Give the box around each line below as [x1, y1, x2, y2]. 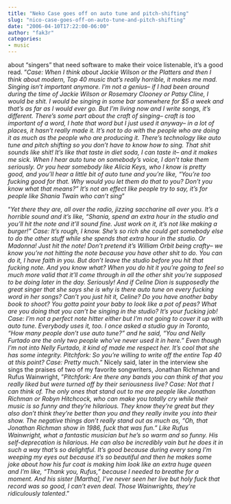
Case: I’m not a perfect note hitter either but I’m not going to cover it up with [8, 315, 223, 322]
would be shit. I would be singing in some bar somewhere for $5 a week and [8, 97, 224, 105]
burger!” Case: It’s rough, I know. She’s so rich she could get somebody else [8, 227, 223, 235]
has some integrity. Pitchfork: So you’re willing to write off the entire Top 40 [8, 351, 222, 359]
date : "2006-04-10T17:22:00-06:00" [8, 23, 110, 29]
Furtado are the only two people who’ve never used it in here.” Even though [8, 337, 221, 344]
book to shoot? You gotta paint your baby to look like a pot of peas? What [8, 300, 217, 308]
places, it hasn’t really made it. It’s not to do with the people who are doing [8, 126, 220, 134]
